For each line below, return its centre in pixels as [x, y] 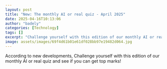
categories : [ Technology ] [32, 28]
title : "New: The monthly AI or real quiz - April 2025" [65, 14]
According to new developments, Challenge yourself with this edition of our [83, 56]
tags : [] [14, 33]
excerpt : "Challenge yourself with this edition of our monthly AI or [80, 37]
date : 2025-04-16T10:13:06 [33, 19]
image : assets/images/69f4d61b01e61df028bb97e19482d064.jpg [69, 42]
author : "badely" [23, 23]
